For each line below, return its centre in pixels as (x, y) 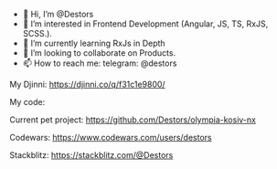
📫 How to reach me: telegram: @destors (100, 63)
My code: (27, 102)
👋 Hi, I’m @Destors (58, 14)
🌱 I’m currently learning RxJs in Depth (94, 43)
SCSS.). (37, 33)
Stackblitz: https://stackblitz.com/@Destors (91, 155)
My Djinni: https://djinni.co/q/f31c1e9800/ (88, 84)
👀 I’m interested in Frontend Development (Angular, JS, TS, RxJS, (145, 24)
